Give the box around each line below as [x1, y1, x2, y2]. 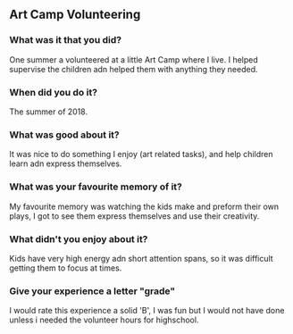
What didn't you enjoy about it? [9, 232, 148, 245]
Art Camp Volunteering [9, 7, 141, 22]
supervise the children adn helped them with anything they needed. [9, 63, 258, 74]
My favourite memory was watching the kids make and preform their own [9, 201, 280, 212]
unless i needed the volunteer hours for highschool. [9, 314, 199, 325]
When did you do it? [9, 86, 98, 98]
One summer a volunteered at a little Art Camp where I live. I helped [9, 54, 259, 65]
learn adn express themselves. [9, 158, 122, 169]
